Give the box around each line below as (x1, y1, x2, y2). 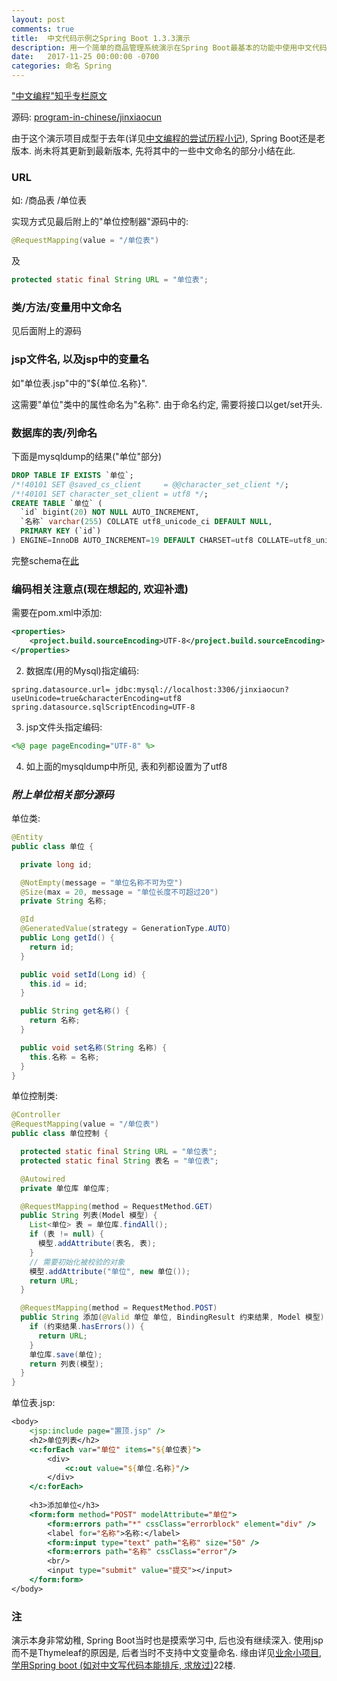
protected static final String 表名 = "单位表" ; (20, 1156, 219, 1166)
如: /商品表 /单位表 (11, 194, 87, 206)
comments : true (11, 24, 75, 34)
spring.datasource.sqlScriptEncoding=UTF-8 (11, 702, 196, 712)
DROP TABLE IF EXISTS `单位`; (11, 470, 134, 480)
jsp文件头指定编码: (25, 721, 103, 733)
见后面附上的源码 (11, 325, 82, 337)
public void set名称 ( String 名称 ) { (20, 1042, 168, 1053)
